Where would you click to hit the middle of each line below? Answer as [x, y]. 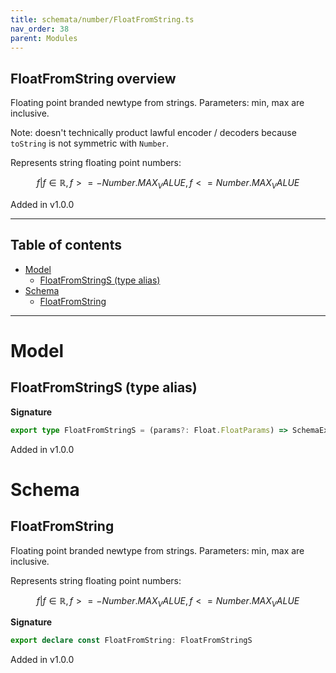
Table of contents [66, 245]
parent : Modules [44, 38]
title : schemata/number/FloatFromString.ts [102, 19]
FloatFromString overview [93, 78]
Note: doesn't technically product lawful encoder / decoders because [153, 133]
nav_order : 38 [40, 29]
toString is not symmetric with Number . [90, 143]
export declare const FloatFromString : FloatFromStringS [131, 641]
